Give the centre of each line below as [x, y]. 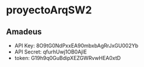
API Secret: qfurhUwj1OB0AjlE [51, 52]
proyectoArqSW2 [49, 10]
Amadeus [24, 32]
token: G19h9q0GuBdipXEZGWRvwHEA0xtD [68, 58]
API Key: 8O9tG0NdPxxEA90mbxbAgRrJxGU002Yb [76, 45]
